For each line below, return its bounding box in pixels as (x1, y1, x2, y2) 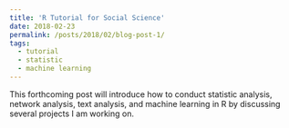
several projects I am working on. (9, 108, 135, 119)
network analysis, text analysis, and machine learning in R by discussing (9, 98, 281, 109)
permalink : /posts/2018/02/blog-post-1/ (9, 30, 166, 39)
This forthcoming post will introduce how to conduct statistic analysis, (9, 88, 273, 100)
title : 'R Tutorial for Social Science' (9, 13, 166, 23)
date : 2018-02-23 (9, 22, 76, 31)
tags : (9, 38, 30, 48)
